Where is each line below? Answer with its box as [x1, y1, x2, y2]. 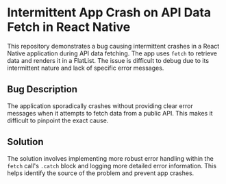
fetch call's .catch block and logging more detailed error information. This [7, 161, 217, 170]
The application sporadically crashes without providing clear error [7, 101, 193, 110]
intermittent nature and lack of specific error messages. [7, 64, 164, 72]
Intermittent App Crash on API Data [7, 5, 212, 21]
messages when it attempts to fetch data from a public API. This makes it [7, 109, 214, 117]
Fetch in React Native [7, 19, 131, 35]
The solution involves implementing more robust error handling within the [7, 154, 214, 162]
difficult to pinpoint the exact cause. [7, 116, 109, 124]
